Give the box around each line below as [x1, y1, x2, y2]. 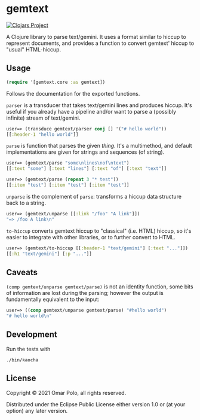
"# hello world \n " [6, 313, 52, 319]
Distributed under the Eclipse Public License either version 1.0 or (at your [6, 400, 186, 408]
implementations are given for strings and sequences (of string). [6, 148, 165, 156]
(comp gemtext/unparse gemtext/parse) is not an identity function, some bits [6, 283, 193, 290]
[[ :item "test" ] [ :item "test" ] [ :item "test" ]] [6, 182, 130, 188]
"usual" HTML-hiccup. [6, 45, 61, 53]
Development [6, 330, 58, 340]
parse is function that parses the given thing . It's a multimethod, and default [6, 142, 192, 150]
